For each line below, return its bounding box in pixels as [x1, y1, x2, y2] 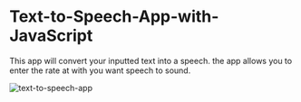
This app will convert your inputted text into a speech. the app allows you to [9, 55, 293, 66]
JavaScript [9, 25, 93, 46]
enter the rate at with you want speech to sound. [9, 65, 191, 76]
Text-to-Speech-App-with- [9, 6, 219, 27]
